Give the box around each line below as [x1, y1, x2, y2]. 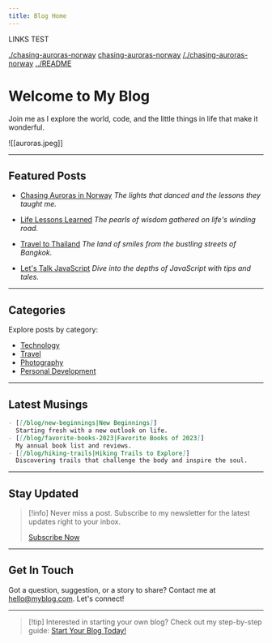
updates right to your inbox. [28, 517, 121, 527]
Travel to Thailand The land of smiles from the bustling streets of [19, 239, 236, 249]
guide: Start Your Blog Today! [28, 625, 127, 635]
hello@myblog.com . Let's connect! [8, 594, 125, 603]
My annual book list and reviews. [15, 441, 132, 450]
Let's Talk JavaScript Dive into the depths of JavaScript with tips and [19, 264, 251, 273]
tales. [19, 272, 39, 282]
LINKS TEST [8, 34, 49, 44]
